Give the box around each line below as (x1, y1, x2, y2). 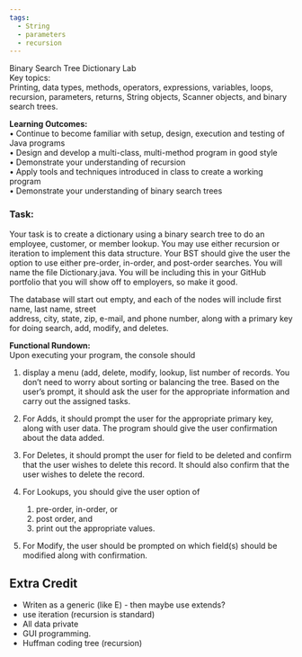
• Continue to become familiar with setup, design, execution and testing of (9, 128, 286, 139)
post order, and (35, 513, 93, 524)
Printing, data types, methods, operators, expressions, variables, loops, (9, 82, 274, 93)
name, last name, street (9, 303, 97, 314)
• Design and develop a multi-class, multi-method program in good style (9, 148, 279, 158)
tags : (9, 13, 30, 22)
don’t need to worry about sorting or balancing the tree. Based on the (22, 376, 280, 387)
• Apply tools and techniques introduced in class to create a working (9, 166, 263, 177)
